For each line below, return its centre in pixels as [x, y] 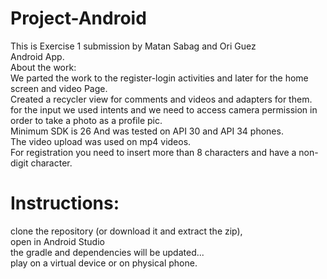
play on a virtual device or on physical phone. [104, 263]
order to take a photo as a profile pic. [86, 120]
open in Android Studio [57, 241]
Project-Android [78, 18]
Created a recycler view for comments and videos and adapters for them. [161, 99]
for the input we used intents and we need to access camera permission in [164, 109]
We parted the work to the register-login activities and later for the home [159, 78]
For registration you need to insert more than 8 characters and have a [153, 152]
